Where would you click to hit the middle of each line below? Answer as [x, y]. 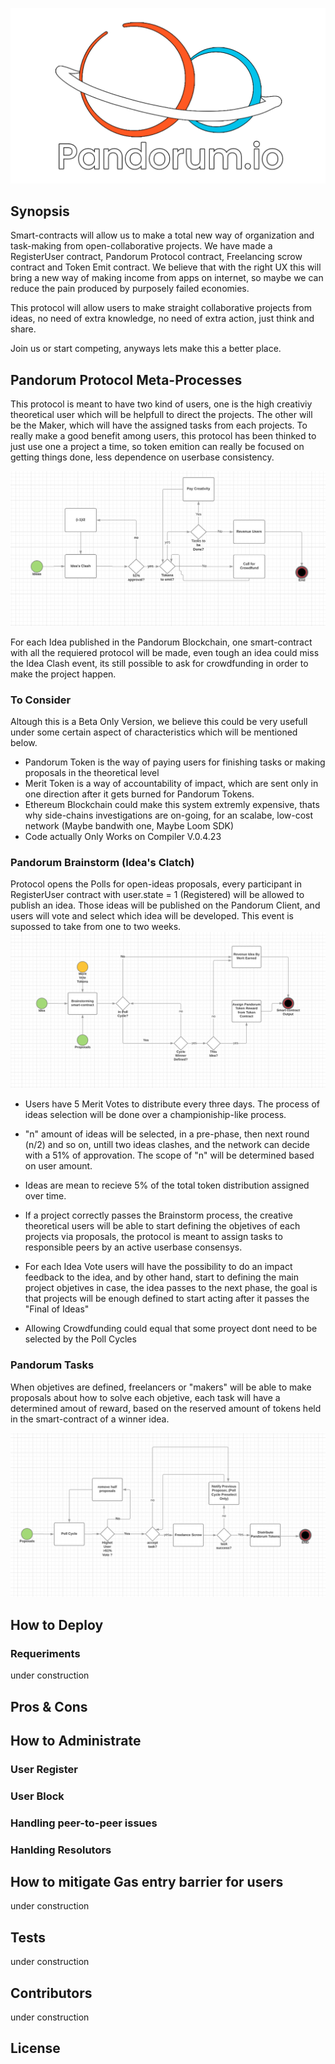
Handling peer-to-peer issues [84, 1823]
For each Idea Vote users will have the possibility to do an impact [158, 1267]
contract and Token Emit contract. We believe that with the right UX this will [166, 267]
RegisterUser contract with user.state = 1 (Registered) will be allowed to [157, 895]
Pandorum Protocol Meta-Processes [126, 379]
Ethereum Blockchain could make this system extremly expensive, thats [172, 805]
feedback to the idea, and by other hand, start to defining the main [161, 1277]
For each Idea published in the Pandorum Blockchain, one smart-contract [161, 642]
